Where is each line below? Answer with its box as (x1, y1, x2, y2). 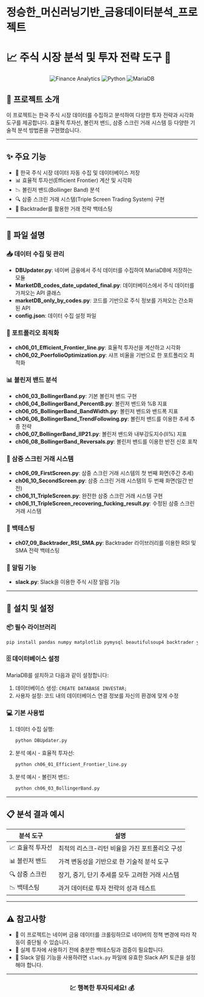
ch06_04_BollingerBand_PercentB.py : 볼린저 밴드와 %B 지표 (15, 400, 168, 407)
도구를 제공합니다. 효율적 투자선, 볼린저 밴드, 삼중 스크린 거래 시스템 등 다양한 (6, 119, 189, 126)
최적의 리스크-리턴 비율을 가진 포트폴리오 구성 (58, 844, 183, 853)
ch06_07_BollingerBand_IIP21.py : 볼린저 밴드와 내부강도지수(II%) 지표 (15, 430, 187, 438)
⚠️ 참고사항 (6, 914, 46, 924)
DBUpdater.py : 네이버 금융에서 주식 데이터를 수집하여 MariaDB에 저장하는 (15, 266, 193, 274)
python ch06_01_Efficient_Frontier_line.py (15, 761, 127, 768)
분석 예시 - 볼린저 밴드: (15, 773, 70, 780)
